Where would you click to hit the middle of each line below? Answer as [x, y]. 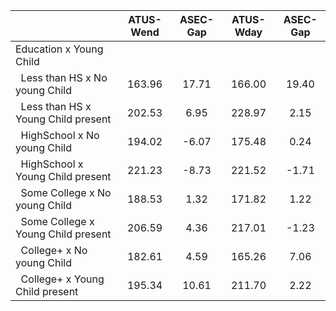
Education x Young [59, 49]
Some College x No [66, 192]
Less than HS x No [64, 77]
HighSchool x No [60, 135]
